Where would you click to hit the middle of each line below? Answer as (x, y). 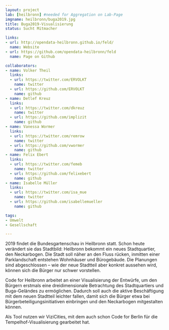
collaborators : (21, 66)
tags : (11, 215)
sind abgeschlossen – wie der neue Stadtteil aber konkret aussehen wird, (81, 265)
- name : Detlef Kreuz (28, 98)
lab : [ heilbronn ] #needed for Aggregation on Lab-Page (64, 15)
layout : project (22, 10)
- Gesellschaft (21, 225)
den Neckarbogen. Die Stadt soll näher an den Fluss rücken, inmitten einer (83, 254)
